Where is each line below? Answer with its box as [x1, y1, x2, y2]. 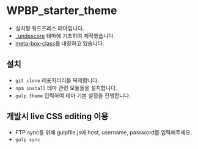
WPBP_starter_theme [6, 4, 117, 18]
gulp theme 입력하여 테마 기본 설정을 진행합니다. [15, 92, 131, 99]
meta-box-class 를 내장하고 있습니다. [15, 40, 105, 47]
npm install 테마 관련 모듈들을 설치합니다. [15, 84, 117, 91]
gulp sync [15, 136, 41, 143]
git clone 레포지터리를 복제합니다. [15, 77, 99, 84]
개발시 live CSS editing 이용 [6, 111, 109, 122]
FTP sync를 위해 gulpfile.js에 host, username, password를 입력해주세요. [15, 128, 193, 136]
